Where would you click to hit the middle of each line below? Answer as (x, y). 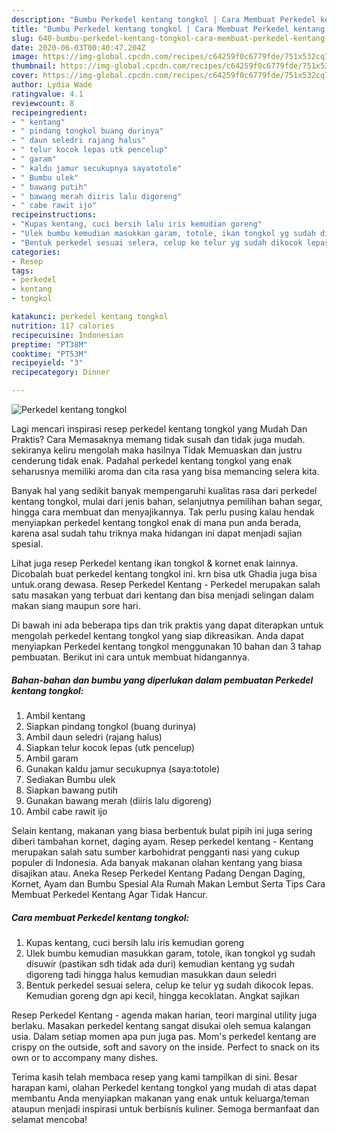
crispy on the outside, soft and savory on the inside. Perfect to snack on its (165, 1047)
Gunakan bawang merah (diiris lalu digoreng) (119, 800)
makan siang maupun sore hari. (76, 605)
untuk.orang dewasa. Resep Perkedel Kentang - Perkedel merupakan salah (166, 584)
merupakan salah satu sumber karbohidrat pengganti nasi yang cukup (156, 852)
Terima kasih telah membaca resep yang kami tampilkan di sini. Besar (154, 1077)
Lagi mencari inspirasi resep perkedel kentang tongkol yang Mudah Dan (159, 429)
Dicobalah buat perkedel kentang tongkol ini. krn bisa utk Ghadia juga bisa (164, 574)
